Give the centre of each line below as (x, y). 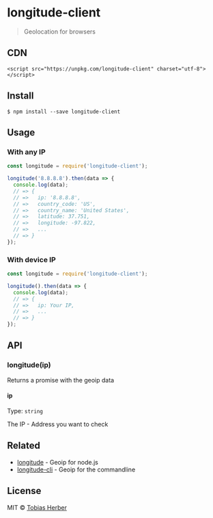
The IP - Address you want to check (58, 424)
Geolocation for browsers (59, 31)
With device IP (31, 259)
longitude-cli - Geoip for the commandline (76, 469)
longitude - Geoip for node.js (58, 462)
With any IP (26, 152)
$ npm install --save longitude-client (64, 112)
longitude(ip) (29, 365)
